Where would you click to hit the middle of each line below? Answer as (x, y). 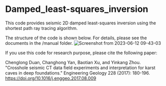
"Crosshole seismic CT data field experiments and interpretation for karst (80, 68)
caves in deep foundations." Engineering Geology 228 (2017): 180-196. (78, 73)
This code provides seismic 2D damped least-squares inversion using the (81, 23)
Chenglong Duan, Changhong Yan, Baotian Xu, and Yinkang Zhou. (73, 62)
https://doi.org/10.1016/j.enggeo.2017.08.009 (51, 78)
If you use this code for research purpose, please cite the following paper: (81, 53)
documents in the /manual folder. (39, 43)
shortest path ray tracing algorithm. (42, 28)
